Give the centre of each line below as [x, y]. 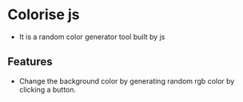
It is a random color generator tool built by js [92, 37]
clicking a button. [48, 89]
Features [30, 62]
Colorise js [44, 15]
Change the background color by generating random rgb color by [127, 80]
